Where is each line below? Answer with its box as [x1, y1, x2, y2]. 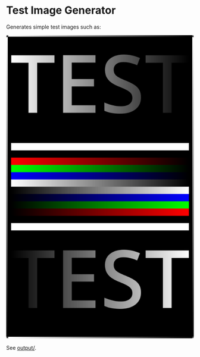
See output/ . [6, 345, 37, 352]
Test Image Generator [6, 4, 116, 17]
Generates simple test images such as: [6, 23, 101, 30]
